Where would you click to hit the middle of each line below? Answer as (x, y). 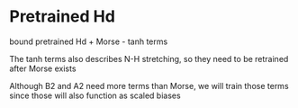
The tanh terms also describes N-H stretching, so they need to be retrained (149, 58)
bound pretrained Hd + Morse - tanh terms (89, 41)
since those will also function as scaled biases (95, 95)
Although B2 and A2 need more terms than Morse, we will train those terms (149, 85)
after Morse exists (43, 68)
